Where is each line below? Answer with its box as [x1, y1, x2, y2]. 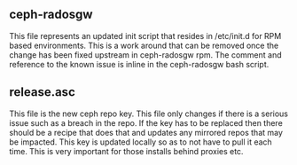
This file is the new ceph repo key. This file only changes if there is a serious [9, 108, 288, 119]
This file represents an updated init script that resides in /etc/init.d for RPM [9, 30, 282, 41]
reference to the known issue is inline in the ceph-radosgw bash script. [9, 59, 270, 69]
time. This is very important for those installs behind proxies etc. [9, 145, 244, 156]
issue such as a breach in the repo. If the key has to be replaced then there [9, 117, 284, 128]
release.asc [9, 84, 75, 100]
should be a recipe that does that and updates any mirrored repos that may [9, 127, 284, 137]
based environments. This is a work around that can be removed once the [9, 40, 279, 51]
